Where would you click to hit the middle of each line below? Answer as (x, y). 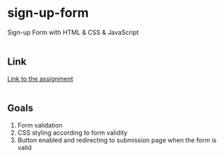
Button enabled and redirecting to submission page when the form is (117, 140)
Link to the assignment (41, 78)
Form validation (40, 125)
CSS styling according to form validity (73, 132)
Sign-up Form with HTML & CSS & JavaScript (73, 32)
